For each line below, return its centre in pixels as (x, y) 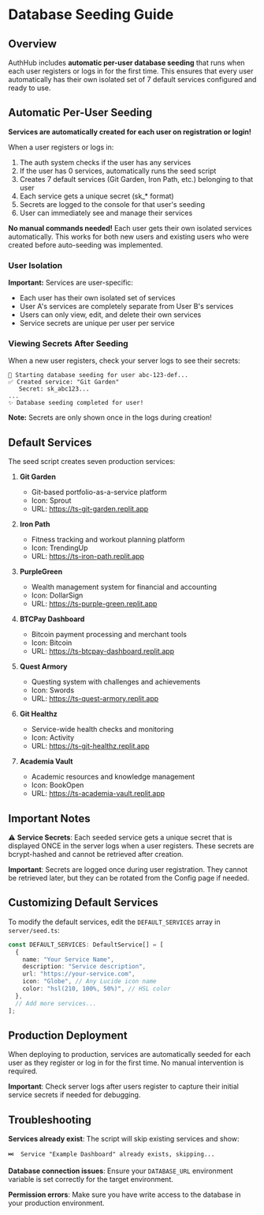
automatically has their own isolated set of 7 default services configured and (132, 79)
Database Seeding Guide (91, 15)
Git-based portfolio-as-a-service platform (99, 492)
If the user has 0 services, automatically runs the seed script (118, 171)
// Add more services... (56, 1003)
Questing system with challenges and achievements (116, 682)
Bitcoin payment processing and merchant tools (109, 635)
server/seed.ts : (34, 930)
